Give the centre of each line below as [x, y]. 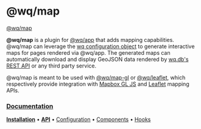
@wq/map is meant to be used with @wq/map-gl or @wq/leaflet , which [96, 77]
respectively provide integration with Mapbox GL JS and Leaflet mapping [98, 84]
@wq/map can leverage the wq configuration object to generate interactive [100, 46]
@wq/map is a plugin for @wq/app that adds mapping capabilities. [90, 40]
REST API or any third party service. [51, 66]
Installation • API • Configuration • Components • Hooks [79, 119]
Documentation [30, 106]
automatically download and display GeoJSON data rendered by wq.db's [97, 59]
